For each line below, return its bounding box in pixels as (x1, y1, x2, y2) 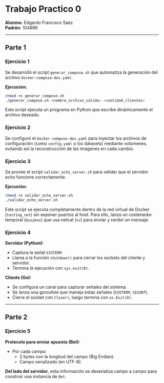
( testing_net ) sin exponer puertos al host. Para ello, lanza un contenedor (5, 212, 152, 217)
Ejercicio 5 (5, 328, 31, 335)
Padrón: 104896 (5, 24, 38, 30)
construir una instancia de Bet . (5, 373, 67, 379)
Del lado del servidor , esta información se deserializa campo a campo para (5, 368, 157, 374)
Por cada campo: (12, 348, 47, 354)
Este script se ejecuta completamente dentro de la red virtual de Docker (5, 206, 150, 212)
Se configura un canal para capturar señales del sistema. (12, 284, 127, 290)
